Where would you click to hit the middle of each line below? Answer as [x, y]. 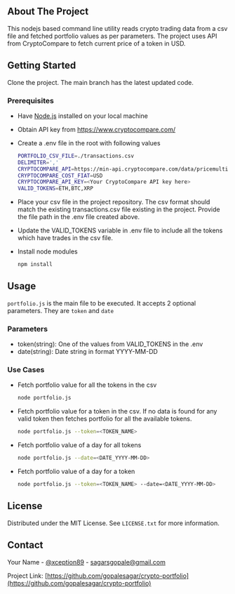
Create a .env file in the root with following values [89, 143]
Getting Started [42, 66]
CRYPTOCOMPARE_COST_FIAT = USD [60, 176]
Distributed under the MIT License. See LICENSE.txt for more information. [113, 523]
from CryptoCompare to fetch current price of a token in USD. [96, 43]
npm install [35, 265]
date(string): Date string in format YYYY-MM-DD [87, 352]
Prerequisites [31, 100]
